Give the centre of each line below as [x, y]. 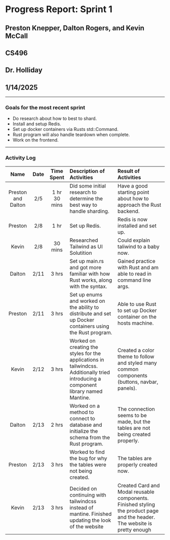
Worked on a [85, 406]
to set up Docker [137, 310]
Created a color [136, 350]
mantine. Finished [91, 514]
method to [82, 412]
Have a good [133, 186]
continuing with [88, 495]
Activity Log [20, 158]
